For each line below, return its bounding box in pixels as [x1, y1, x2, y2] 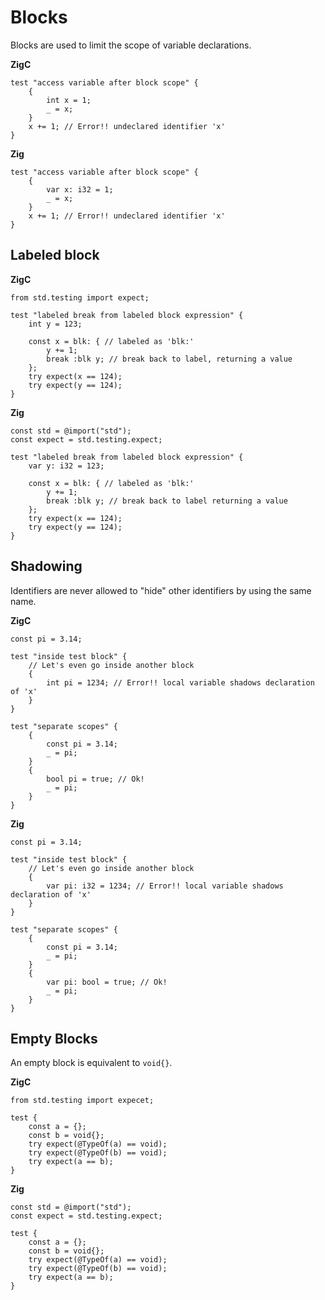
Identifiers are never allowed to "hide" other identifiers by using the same [10, 584, 312, 596]
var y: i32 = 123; [28, 461, 105, 471]
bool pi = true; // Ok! [46, 774, 145, 784]
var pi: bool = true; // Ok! [46, 977, 168, 987]
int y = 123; [28, 319, 83, 329]
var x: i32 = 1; [46, 184, 114, 195]
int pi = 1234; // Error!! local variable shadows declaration [46, 677, 315, 688]
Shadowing [10, 558, 83, 575]
